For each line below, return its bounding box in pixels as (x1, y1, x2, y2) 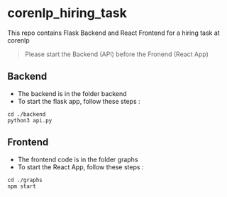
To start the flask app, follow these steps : (17, 97, 140, 105)
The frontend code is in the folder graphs (17, 155, 138, 164)
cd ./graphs (7, 176, 43, 183)
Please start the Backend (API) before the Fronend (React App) (24, 50, 209, 58)
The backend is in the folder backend (17, 89, 127, 97)
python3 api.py (7, 117, 52, 124)
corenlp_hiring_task (7, 5, 128, 21)
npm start (7, 183, 37, 190)
